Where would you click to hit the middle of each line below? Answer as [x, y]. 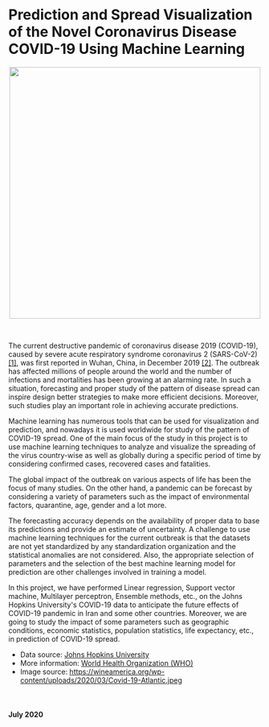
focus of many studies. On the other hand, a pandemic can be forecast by [130, 488]
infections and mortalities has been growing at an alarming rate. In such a [130, 379]
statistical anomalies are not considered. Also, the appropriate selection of [131, 555]
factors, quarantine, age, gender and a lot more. [88, 505]
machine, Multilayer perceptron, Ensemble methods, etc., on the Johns [126, 596]
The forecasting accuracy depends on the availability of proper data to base [134, 520]
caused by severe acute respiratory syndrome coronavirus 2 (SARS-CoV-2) [133, 354]
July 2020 [26, 714]
